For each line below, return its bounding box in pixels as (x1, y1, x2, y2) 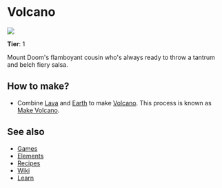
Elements (17, 152, 44, 160)
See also (7, 126, 45, 138)
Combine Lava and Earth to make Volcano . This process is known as (17, 98, 212, 107)
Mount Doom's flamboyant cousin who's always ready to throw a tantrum (7, 53, 216, 61)
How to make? (7, 81, 70, 92)
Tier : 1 (7, 39, 26, 48)
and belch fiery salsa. (7, 60, 68, 69)
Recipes (17, 159, 41, 167)
